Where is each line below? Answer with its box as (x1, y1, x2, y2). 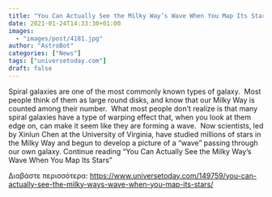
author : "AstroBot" (8, 42, 74, 50)
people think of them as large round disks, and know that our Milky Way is (8, 94, 255, 105)
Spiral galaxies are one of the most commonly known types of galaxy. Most (8, 86, 261, 96)
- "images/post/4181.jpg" (15, 34, 104, 43)
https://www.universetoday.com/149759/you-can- (89, 170, 257, 180)
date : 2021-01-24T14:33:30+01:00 (8, 19, 121, 27)
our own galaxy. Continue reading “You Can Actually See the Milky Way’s (8, 146, 252, 156)
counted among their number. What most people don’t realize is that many (8, 103, 258, 113)
